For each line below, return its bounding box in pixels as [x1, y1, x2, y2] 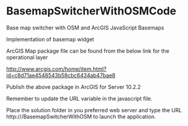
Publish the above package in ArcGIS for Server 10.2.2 [6, 83, 141, 91]
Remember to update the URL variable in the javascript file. [6, 95, 152, 102]
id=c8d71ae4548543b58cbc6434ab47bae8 [6, 71, 116, 79]
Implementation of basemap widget [6, 35, 95, 43]
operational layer [6, 53, 48, 61]
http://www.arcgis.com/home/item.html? [6, 65, 107, 73]
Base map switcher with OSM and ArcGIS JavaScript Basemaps [6, 24, 164, 31]
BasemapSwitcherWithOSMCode [6, 4, 177, 18]
